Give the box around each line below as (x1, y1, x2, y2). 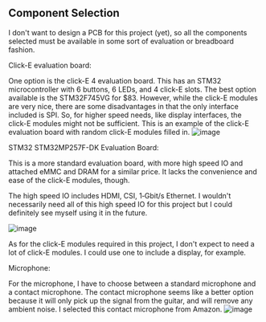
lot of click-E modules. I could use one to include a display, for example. (8, 247, 247, 257)
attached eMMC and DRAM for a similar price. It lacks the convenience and (8, 166, 257, 176)
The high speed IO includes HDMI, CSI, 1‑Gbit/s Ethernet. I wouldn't (8, 190, 231, 200)
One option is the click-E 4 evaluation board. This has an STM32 (8, 75, 222, 85)
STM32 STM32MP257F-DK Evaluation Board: (8, 142, 159, 152)
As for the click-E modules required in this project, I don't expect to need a (8, 238, 255, 248)
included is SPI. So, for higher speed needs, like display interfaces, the (8, 110, 243, 120)
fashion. (8, 44, 35, 55)
